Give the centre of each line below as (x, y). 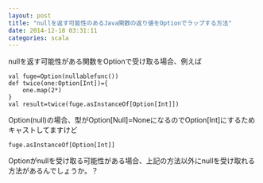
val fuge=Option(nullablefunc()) (64, 76)
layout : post (30, 16)
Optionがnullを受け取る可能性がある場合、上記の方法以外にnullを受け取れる (132, 161)
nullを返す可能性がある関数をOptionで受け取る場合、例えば (105, 61)
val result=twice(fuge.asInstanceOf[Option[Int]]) (94, 104)
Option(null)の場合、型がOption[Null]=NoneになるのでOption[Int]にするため (132, 120)
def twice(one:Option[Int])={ (58, 84)
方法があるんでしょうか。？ (54, 171)
